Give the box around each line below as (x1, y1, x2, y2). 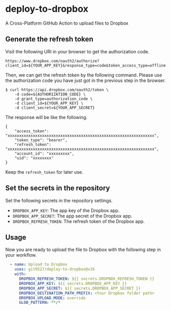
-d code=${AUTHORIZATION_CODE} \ (14, 92, 86, 97)
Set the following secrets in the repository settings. (5, 197, 113, 203)
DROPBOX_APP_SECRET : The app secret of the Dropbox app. (12, 213, 133, 219)
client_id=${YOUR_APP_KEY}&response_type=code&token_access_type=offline (5, 63, 166, 68)
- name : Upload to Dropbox (10, 262, 68, 267)
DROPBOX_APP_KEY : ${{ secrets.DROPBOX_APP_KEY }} (18, 281, 127, 286)
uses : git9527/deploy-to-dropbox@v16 (14, 267, 95, 272)
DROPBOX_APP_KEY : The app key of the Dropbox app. (12, 207, 120, 213)
